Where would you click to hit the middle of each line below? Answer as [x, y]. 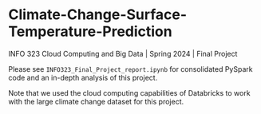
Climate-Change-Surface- [98, 15]
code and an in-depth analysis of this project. [83, 77]
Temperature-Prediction [91, 31]
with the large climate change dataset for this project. [96, 101]
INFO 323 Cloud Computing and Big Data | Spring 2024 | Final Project [123, 53]
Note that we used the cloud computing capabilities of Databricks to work [129, 92]
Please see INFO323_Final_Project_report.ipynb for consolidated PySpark [130, 69]
